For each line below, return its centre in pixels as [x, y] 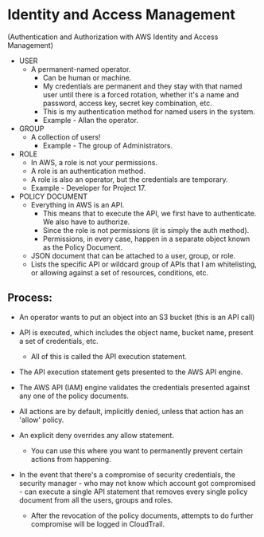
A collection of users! [66, 136]
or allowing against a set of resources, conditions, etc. [119, 272]
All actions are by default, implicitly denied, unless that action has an [131, 411]
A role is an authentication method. [88, 171]
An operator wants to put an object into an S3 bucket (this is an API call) [137, 317]
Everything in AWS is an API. [78, 204]
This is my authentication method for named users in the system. [149, 111]
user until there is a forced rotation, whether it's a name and [141, 94]
